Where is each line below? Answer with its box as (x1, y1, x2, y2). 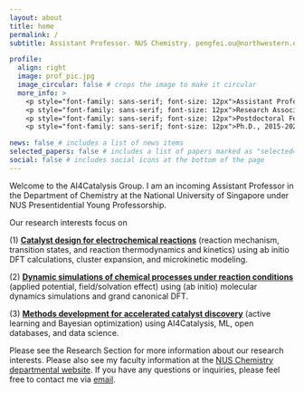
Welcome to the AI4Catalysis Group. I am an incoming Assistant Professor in (9, 180, 294, 191)
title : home (9, 22, 54, 31)
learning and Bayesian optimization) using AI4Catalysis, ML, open (9, 318, 254, 329)
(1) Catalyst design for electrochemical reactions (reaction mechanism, (9, 235, 280, 245)
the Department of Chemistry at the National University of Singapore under (9, 189, 290, 200)
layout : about (9, 13, 63, 23)
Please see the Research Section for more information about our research (9, 345, 284, 356)
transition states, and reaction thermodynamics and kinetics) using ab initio (9, 244, 290, 254)
